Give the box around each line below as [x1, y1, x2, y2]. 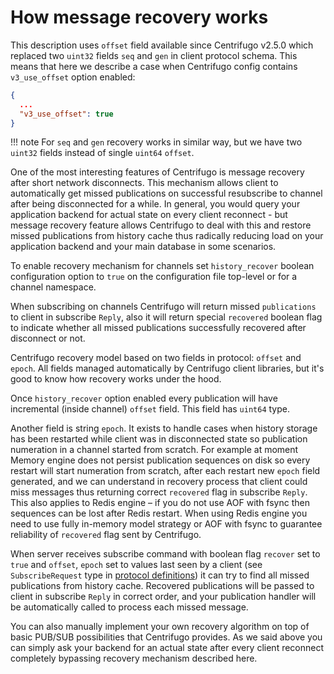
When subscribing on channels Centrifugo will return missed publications [10, 301, 317, 313]
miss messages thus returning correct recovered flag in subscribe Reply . [10, 486, 308, 498]
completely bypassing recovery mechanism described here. [10, 652, 258, 665]
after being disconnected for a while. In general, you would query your [10, 198, 301, 210]
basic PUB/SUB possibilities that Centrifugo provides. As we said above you [10, 631, 323, 643]
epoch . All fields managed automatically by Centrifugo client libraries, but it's [10, 362, 325, 375]
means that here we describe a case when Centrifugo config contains [10, 60, 298, 72]
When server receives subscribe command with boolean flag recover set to [10, 548, 321, 560]
